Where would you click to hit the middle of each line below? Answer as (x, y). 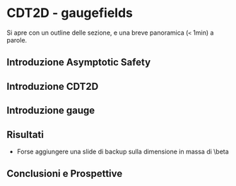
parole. (17, 40)
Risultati (25, 135)
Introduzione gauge (51, 111)
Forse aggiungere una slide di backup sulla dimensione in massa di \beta (123, 151)
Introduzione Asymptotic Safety (79, 63)
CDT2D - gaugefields (70, 13)
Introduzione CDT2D (53, 86)
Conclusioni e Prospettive (65, 174)
